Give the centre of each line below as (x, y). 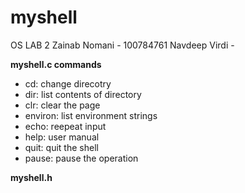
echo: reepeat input (65, 126)
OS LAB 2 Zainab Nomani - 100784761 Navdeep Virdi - (122, 45)
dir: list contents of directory (83, 94)
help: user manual (62, 137)
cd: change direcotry (68, 83)
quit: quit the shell (61, 147)
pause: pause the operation (81, 158)
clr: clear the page (62, 105)
